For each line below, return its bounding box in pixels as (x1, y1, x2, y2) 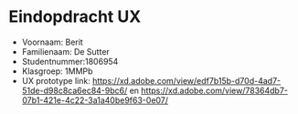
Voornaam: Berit (21, 36, 83, 47)
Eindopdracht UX (8, 6, 142, 27)
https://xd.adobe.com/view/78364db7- (140, 85, 289, 96)
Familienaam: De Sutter (21, 46, 111, 57)
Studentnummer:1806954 (21, 56, 119, 67)
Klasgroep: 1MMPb (21, 66, 93, 77)
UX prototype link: (21, 75, 90, 86)
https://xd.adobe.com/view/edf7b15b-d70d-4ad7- (91, 75, 281, 86)
